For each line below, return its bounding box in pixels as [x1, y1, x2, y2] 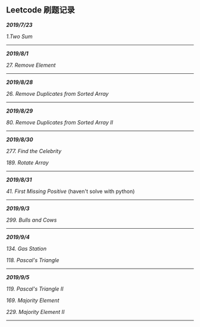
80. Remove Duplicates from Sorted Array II [6, 119, 113, 126]
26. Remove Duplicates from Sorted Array [6, 90, 109, 97]
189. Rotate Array [6, 159, 49, 166]
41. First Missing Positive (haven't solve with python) [6, 188, 135, 195]
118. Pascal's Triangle [6, 256, 60, 263]
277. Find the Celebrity [6, 147, 62, 154]
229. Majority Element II [6, 308, 65, 315]
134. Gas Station [6, 245, 46, 252]
